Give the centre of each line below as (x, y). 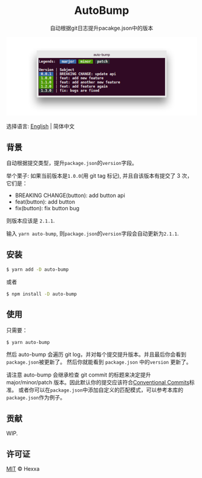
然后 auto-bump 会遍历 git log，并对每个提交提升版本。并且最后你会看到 (96, 355)
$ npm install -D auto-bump (42, 294)
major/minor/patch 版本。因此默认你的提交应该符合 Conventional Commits (98, 383)
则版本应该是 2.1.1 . (31, 221)
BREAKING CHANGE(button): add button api (70, 195)
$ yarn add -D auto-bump (37, 270)
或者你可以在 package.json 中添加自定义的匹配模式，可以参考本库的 (100, 390)
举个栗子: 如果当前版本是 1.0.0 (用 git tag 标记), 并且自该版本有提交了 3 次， (99, 176)
